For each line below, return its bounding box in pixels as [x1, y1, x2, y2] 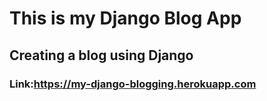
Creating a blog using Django [9, 47, 194, 64]
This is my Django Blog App [9, 7, 242, 30]
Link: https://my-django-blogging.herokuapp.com [9, 77, 257, 91]
